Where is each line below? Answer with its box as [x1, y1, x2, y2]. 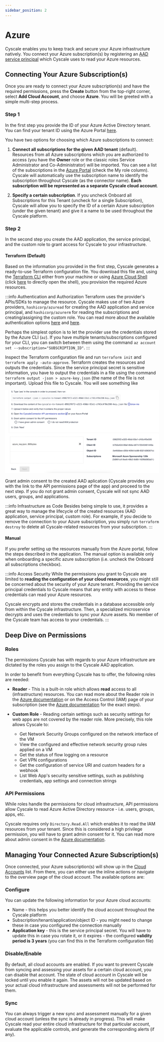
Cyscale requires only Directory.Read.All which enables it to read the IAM [5, 821, 156, 827]
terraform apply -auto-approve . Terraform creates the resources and [5, 359, 145, 365]
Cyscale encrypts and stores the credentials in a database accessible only [5, 601, 155, 607]
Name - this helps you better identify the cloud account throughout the [12, 907, 155, 913]
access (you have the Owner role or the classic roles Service [12, 156, 135, 162]
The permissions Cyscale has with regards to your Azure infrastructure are [5, 657, 155, 663]
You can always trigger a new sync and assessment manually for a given [5, 1011, 151, 1017]
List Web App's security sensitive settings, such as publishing [19, 773, 144, 778]
